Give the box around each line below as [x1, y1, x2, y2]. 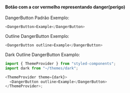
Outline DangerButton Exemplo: [5, 33, 69, 39]
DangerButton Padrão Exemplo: [5, 15, 69, 21]
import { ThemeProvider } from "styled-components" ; [5, 61, 116, 66]
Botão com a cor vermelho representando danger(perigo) [5, 4, 126, 10]
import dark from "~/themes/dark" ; [5, 65, 79, 71]
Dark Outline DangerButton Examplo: [5, 52, 80, 58]
